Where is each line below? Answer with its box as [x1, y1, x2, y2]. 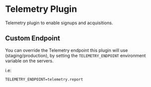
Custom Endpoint [5, 34, 61, 43]
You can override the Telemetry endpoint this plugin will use [5, 47, 128, 53]
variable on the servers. [5, 58, 54, 64]
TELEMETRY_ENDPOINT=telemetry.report [5, 77, 83, 82]
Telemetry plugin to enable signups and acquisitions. [5, 20, 113, 26]
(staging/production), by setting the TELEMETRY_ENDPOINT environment [5, 52, 146, 58]
